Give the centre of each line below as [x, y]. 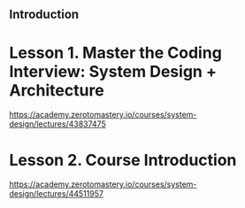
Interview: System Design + [113, 71]
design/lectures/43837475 [57, 124]
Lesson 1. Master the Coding [116, 53]
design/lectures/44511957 [57, 194]
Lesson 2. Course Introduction [123, 160]
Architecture [57, 90]
